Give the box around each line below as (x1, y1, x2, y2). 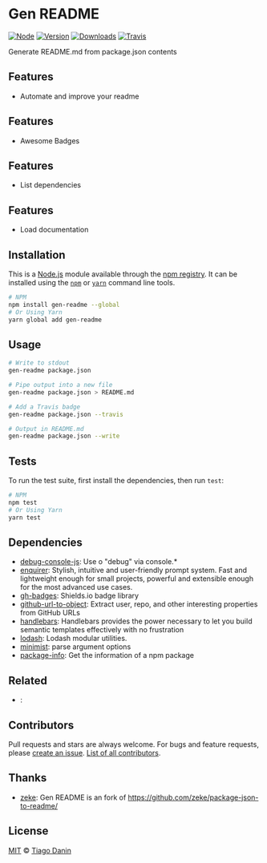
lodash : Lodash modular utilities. (19, 634, 127, 643)
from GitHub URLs (19, 608, 80, 618)
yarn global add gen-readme (8, 316, 103, 324)
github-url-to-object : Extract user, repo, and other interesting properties (19, 599, 258, 609)
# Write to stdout (8, 359, 70, 367)
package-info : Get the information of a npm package (19, 651, 195, 660)
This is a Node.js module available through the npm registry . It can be (8, 269, 238, 279)
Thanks (8, 771, 47, 785)
